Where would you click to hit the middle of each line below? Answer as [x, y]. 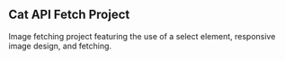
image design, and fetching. [60, 46]
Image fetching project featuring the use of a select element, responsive [142, 36]
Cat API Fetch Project [69, 15]
